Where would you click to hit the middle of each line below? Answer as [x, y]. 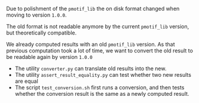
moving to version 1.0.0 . [36, 15]
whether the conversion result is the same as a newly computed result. [102, 94]
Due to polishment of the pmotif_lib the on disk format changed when [93, 9]
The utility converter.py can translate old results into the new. [91, 68]
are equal [27, 81]
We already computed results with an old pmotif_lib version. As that [91, 44]
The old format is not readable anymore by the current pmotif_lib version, [98, 26]
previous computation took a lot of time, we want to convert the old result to [99, 51]
